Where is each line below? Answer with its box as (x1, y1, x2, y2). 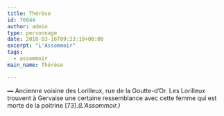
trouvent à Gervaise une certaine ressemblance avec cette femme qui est (7, 94, 217, 102)
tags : (7, 49, 23, 56)
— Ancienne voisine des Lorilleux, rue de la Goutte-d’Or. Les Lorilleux (7, 86, 206, 95)
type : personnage (7, 29, 58, 37)
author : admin (7, 23, 49, 30)
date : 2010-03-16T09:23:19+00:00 (7, 36, 104, 43)
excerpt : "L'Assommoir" (7, 42, 76, 49)
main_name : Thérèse (7, 61, 64, 68)
